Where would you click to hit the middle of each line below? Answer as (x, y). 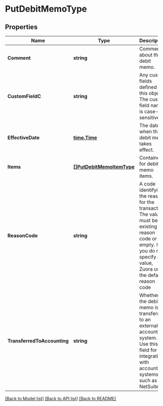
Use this (148, 344)
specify (148, 257)
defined (148, 87)
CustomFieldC (24, 96)
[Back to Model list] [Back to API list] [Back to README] (61, 398)
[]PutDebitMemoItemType (104, 167)
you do (147, 251)
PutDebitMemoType (46, 9)
